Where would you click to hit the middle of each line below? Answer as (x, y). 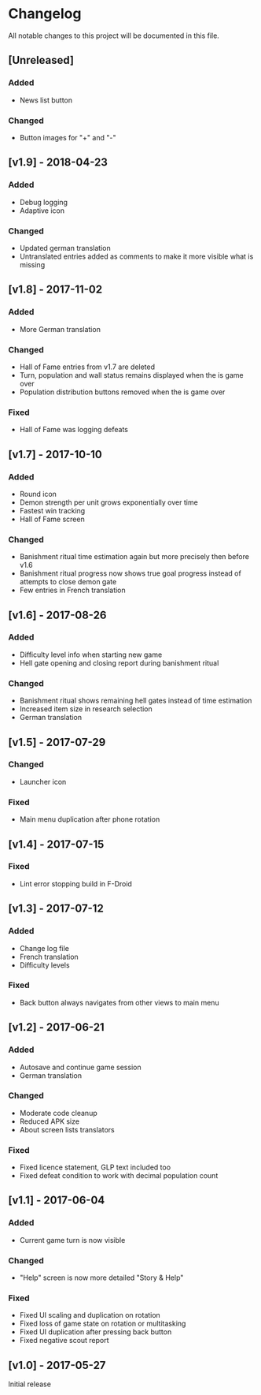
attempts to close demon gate (68, 582)
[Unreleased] (41, 60)
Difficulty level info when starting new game (91, 655)
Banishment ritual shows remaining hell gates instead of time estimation (136, 701)
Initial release (29, 1384)
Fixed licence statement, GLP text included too (95, 1167)
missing (32, 264)
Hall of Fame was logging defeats (74, 430)
